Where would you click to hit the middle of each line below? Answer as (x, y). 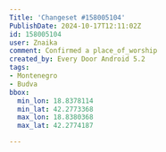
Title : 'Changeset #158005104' (67, 17)
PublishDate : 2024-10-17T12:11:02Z (75, 26)
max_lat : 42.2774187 (55, 126)
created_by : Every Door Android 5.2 (77, 59)
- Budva (24, 84)
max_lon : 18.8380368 (55, 117)
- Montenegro (33, 76)
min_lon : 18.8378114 (55, 101)
